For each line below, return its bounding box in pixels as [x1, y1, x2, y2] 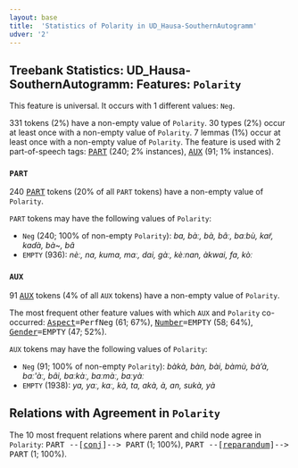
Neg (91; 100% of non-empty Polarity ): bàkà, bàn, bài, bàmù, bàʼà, [21, 361, 269, 372]
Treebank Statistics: [9, 63, 125, 78]
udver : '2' [9, 29, 50, 38]
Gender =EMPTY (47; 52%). [9, 326, 107, 337]
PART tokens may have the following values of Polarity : [9, 213, 212, 224]
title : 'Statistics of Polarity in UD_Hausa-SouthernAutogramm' [9, 21, 257, 30]
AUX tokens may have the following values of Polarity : [9, 343, 208, 354]
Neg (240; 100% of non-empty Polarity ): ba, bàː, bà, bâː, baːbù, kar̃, [21, 230, 274, 241]
